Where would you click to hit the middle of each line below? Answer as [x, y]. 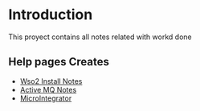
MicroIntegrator [46, 98]
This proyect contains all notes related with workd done [100, 37]
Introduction [51, 15]
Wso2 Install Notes [51, 81]
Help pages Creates [59, 62]
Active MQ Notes [48, 89]
